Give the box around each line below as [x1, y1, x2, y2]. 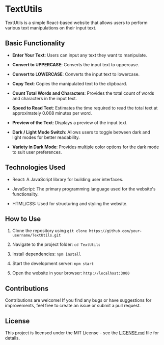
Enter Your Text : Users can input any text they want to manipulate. [12, 52, 147, 58]
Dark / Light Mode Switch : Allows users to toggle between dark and [12, 129, 151, 135]
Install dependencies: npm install [12, 251, 81, 257]
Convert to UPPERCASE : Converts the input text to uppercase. [12, 61, 139, 67]
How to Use [5, 214, 41, 223]
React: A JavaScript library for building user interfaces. [12, 176, 124, 182]
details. [5, 335, 20, 341]
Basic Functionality [5, 39, 65, 48]
